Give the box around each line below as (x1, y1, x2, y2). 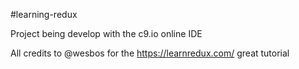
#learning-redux (10, 9, 78, 20)
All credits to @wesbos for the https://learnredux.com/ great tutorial (10, 47, 290, 59)
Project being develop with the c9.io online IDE (10, 28, 203, 39)
